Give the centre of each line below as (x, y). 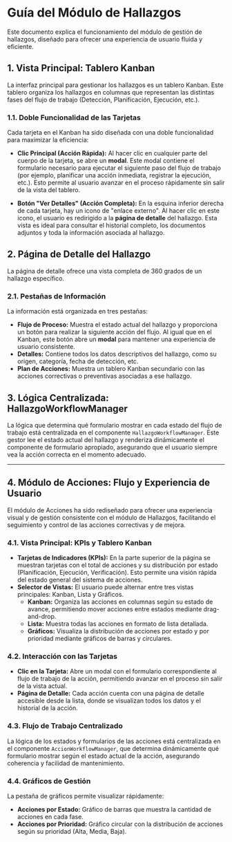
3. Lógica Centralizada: (58, 398)
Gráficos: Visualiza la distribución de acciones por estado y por (118, 631)
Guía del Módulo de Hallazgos (94, 13)
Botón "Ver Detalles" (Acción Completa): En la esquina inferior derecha (120, 203)
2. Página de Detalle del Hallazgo (79, 255)
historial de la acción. (47, 708)
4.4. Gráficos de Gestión (49, 781)
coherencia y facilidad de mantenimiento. (66, 763)
